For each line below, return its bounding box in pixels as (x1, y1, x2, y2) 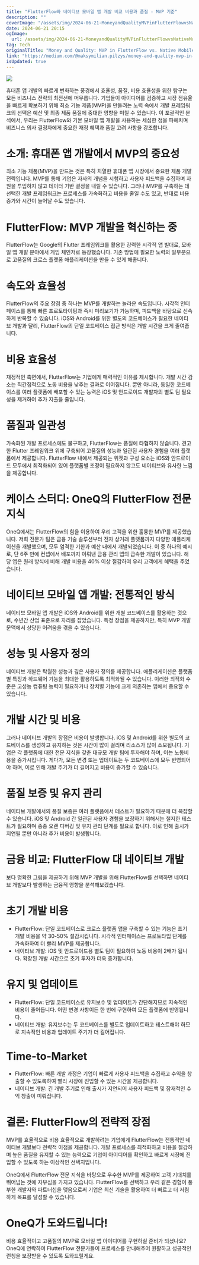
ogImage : (6, 31, 28, 37)
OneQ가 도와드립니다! (6, 1216, 108, 1230)
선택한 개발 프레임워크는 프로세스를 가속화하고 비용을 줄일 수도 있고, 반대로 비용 (6, 190, 190, 197)
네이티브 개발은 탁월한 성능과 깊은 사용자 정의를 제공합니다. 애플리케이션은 (6, 668, 177, 675)
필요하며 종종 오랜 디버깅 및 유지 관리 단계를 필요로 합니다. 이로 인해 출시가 (17, 822, 190, 830)
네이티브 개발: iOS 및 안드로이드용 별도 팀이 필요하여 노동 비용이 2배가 (14, 947, 176, 955)
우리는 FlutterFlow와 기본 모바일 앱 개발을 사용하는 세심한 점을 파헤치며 (23, 117, 188, 124)
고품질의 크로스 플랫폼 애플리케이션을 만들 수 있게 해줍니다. (12, 256, 149, 263)
